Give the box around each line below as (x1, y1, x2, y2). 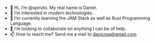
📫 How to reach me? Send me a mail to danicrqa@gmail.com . (9, 31, 138, 37)
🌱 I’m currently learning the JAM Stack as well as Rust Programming (9, 15, 150, 21)
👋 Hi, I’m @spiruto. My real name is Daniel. (9, 5, 97, 10)
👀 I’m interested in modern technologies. (9, 10, 93, 16)
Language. (9, 20, 32, 26)
